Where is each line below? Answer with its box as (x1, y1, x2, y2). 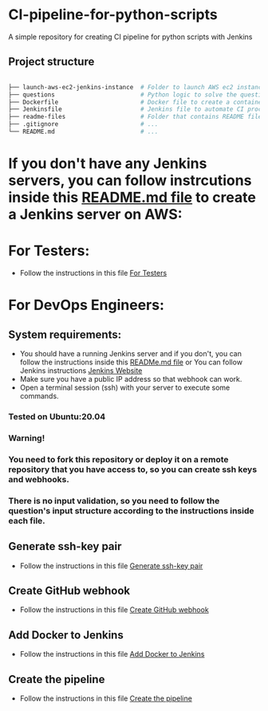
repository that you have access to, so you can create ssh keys (8, 464, 258, 475)
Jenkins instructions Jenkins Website (19, 366, 143, 375)
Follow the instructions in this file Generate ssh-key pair (19, 560, 203, 571)
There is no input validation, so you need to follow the (8, 495, 220, 506)
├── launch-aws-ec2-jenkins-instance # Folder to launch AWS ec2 (8, 83, 234, 91)
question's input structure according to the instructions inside (8, 505, 254, 516)
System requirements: (8, 328, 122, 341)
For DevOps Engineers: (8, 297, 165, 314)
